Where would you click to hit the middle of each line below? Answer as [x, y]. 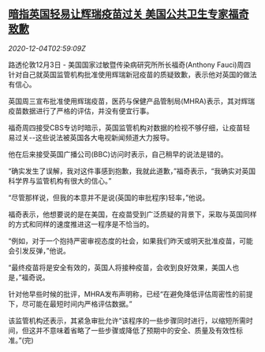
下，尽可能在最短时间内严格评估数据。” [70, 304]
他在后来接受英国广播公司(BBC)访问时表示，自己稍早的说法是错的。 [118, 154]
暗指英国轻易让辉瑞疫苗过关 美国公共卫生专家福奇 [129, 14]
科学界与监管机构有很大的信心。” [60, 180]
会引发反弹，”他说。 [39, 250]
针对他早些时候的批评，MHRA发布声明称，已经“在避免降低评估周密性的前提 [131, 294]
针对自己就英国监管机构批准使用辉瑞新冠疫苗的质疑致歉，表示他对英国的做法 [132, 74]
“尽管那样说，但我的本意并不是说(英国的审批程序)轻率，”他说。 [109, 197]
